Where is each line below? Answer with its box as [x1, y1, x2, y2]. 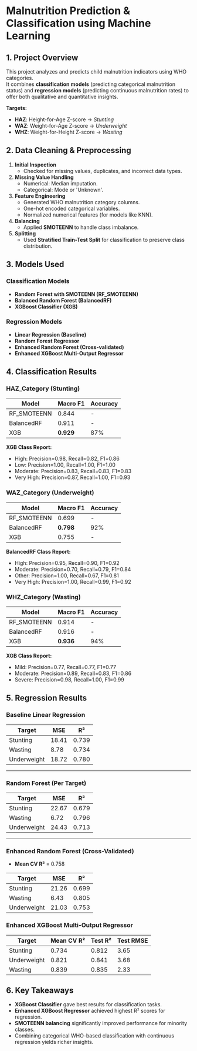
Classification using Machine [6, 16, 151, 30]
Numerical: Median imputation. [23, 179, 98, 187]
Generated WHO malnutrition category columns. [23, 198, 140, 205]
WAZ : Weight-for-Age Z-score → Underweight [14, 122, 127, 129]
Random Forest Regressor [14, 337, 80, 344]
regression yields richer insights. [14, 1039, 94, 1046]
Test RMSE [117, 936, 148, 944]
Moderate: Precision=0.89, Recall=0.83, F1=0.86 [14, 670, 132, 677]
